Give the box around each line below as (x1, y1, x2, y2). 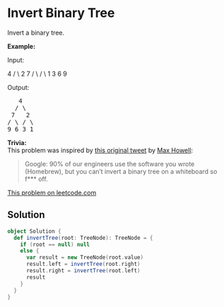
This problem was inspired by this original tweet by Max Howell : (7, 146, 193, 154)
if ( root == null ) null (20, 241, 90, 248)
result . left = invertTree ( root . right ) (25, 260, 141, 268)
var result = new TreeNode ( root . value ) (25, 254, 143, 261)
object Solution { (7, 228, 61, 235)
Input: (7, 55, 25, 64)
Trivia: (7, 138, 27, 146)
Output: (7, 83, 30, 91)
